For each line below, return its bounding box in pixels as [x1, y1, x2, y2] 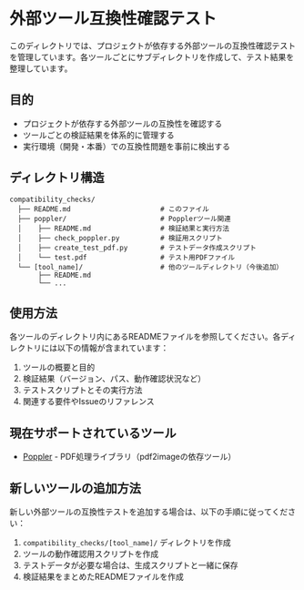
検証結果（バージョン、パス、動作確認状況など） [22, 373, 207, 384]
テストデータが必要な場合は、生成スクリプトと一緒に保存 [22, 560, 238, 570]
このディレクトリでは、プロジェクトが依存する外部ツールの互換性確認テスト [9, 40, 297, 51]
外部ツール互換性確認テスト [9, 8, 218, 29]
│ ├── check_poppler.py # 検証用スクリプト [17, 233, 223, 242]
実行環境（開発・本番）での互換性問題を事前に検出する [22, 140, 230, 151]
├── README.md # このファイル [17, 204, 209, 214]
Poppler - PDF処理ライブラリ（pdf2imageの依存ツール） [22, 452, 237, 463]
